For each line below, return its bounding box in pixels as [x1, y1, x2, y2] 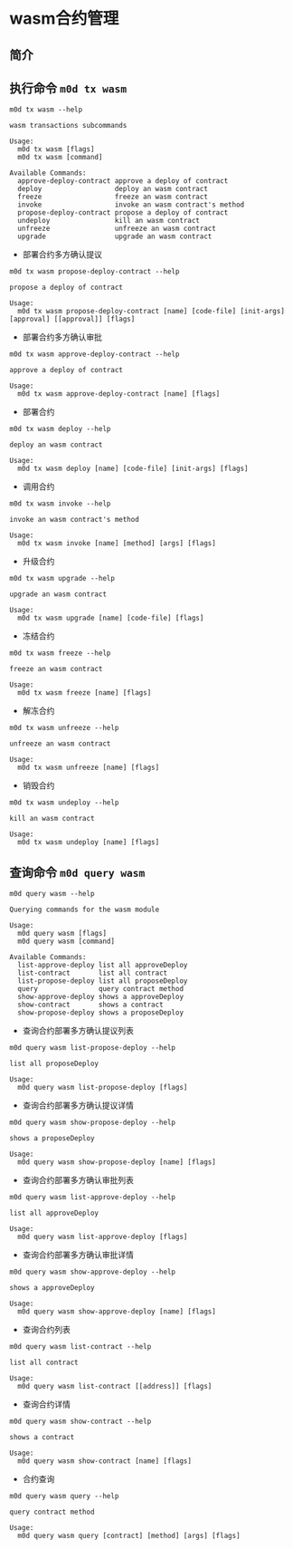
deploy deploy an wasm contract [17, 185, 208, 194]
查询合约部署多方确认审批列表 [22, 1175, 134, 1186]
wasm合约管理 [9, 8, 119, 29]
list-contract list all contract [17, 968, 168, 978]
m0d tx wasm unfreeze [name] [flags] [17, 763, 160, 773]
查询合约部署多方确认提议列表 [22, 1025, 134, 1036]
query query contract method [17, 985, 184, 994]
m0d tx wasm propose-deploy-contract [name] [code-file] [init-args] [17, 307, 285, 316]
